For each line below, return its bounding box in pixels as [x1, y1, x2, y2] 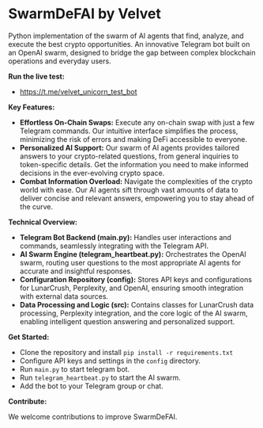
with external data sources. [19, 291, 109, 301]
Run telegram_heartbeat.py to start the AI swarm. [19, 373, 182, 382]
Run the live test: [8, 71, 65, 81]
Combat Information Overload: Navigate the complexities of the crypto [19, 176, 253, 186]
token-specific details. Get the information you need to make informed [19, 159, 249, 169]
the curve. [19, 201, 54, 211]
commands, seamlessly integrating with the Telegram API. [19, 241, 209, 250]
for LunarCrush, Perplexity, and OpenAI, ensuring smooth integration [19, 283, 243, 292]
